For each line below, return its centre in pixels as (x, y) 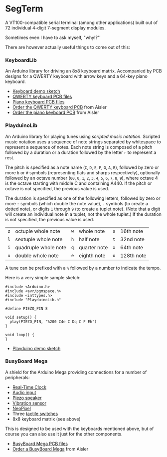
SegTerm (24, 9)
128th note (133, 255)
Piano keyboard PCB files (38, 102)
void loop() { (20, 335)
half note (89, 239)
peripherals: (17, 377)
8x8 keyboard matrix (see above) (46, 419)
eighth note (92, 255)
